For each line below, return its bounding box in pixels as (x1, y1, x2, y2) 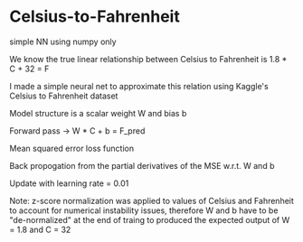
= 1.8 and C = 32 (9, 224, 71, 235)
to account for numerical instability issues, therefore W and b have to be (9, 205, 279, 216)
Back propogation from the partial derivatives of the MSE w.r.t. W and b (9, 160, 275, 171)
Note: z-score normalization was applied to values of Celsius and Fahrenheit (9, 195, 294, 206)
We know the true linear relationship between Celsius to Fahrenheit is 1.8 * (9, 53, 288, 64)
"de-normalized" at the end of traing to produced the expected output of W (9, 214, 290, 225)
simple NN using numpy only (9, 36, 117, 47)
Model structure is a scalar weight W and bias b (9, 107, 187, 118)
